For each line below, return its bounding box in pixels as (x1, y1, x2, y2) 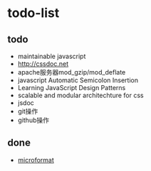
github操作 (17, 116, 50, 124)
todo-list (7, 5, 60, 21)
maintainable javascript (17, 52, 86, 60)
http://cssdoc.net (17, 60, 69, 68)
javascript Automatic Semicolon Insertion (17, 76, 139, 84)
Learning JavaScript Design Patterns (17, 84, 126, 92)
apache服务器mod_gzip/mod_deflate (17, 68, 126, 76)
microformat (17, 155, 55, 164)
